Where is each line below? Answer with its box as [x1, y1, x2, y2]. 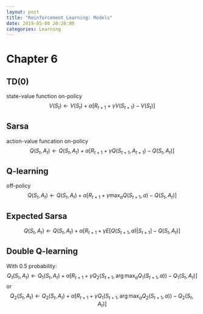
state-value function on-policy [6, 93, 83, 100]
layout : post [6, 9, 40, 15]
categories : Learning [6, 26, 61, 32]
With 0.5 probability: [6, 262, 57, 269]
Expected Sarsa [6, 211, 67, 221]
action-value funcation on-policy [6, 137, 89, 145]
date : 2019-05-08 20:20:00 [6, 20, 75, 26]
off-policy [6, 182, 31, 190]
